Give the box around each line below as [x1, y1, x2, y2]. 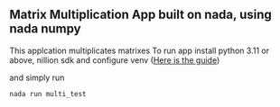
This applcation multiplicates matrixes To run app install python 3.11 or [9, 45, 269, 56]
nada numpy [9, 22, 81, 37]
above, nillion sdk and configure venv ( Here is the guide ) [9, 54, 220, 66]
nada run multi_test [9, 89, 88, 98]
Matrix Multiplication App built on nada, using [9, 7, 273, 22]
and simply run [9, 72, 65, 83]
